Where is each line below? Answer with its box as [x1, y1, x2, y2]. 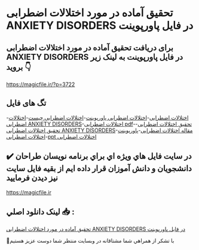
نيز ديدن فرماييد [6, 173, 58, 183]
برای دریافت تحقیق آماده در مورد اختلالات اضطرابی [6, 42, 173, 53]
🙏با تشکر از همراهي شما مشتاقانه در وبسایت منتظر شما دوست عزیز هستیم [6, 237, 174, 245]
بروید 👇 [6, 62, 32, 72]
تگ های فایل [6, 98, 47, 108]
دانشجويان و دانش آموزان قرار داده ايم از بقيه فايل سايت [6, 163, 192, 173]
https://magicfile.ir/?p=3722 [6, 81, 75, 88]
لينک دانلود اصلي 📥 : [6, 207, 75, 217]
